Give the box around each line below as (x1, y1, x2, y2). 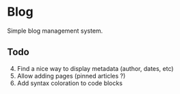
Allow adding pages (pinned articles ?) (16, 72, 126, 80)
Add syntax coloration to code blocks (16, 79, 123, 87)
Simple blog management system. (7, 27, 103, 35)
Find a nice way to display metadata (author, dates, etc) (16, 64, 174, 72)
